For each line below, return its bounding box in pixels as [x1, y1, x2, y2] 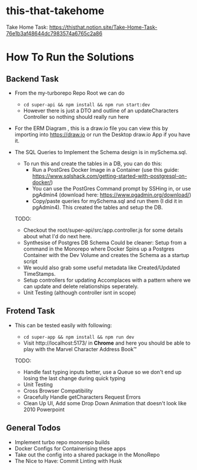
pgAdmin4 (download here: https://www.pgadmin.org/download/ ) [32, 191, 192, 198]
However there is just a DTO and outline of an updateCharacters [23, 107, 179, 114]
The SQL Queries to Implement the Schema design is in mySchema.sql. [14, 148, 188, 155]
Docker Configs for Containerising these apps [14, 445, 126, 452]
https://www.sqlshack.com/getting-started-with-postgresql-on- [32, 172, 187, 179]
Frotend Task [6, 306, 55, 316]
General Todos [6, 423, 61, 433]
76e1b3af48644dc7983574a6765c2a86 [6, 29, 103, 36]
